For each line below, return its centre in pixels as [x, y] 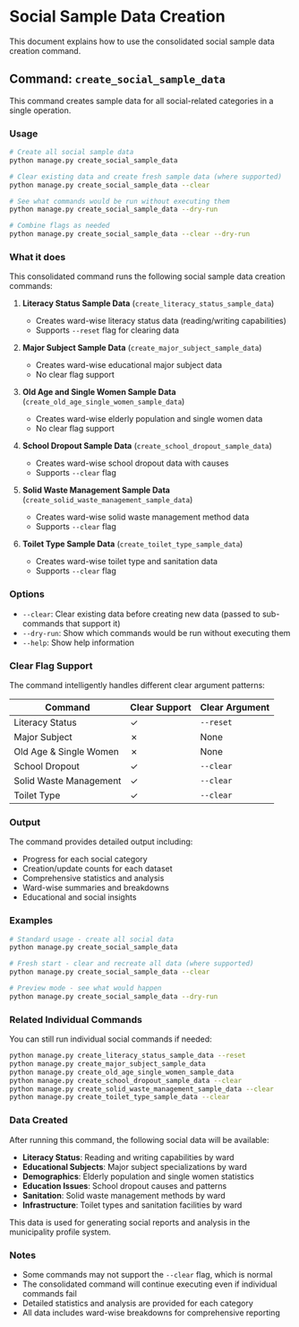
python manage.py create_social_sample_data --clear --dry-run [130, 234]
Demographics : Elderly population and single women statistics [138, 1176]
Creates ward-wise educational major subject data [128, 365]
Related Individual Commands [76, 1019]
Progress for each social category [85, 860]
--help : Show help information [78, 642]
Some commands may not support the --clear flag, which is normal [147, 1274]
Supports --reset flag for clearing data [107, 330]
